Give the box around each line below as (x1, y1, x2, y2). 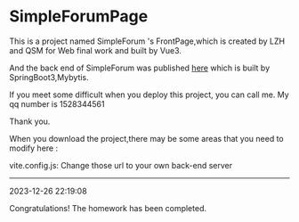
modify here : (9, 143, 59, 153)
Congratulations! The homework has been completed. (9, 202, 207, 213)
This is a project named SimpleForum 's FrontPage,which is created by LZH (9, 36, 286, 46)
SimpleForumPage (9, 6, 149, 27)
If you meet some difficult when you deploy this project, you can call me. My (9, 89, 289, 100)
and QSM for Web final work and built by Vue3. (9, 45, 182, 55)
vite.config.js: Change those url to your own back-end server (9, 160, 233, 170)
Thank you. (9, 116, 51, 127)
